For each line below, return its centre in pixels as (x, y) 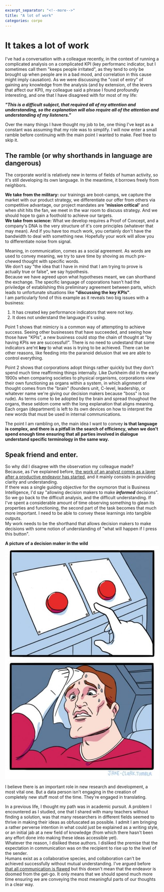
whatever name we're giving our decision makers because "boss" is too (77, 394)
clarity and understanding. (31, 482)
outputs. (13, 518)
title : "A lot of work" (29, 15)
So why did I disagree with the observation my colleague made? (69, 466)
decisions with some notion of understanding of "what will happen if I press (81, 529)
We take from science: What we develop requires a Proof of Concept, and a (82, 221)
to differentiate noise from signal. (38, 241)
